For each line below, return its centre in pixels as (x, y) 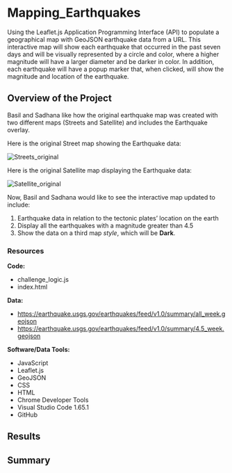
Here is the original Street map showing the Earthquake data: (94, 143)
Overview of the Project (60, 98)
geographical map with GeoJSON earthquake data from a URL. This (104, 39)
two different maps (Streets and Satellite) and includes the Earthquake (108, 122)
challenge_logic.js (43, 280)
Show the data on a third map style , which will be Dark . (96, 233)
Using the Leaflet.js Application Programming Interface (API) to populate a (113, 32)
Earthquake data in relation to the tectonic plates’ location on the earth (118, 218)
